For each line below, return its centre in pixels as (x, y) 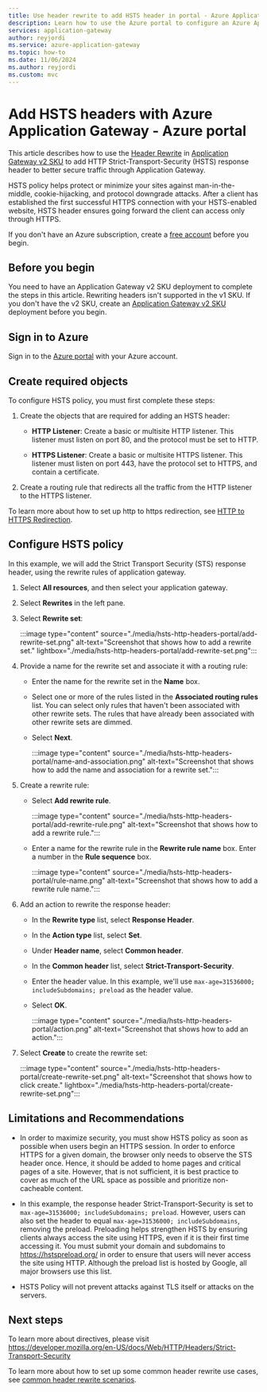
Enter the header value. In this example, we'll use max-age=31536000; (143, 981)
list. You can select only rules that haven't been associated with (135, 705)
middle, (21, 193)
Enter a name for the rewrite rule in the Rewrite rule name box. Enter (144, 848)
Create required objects (68, 381)
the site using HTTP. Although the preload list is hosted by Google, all (133, 1262)
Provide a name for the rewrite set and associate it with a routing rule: (133, 666)
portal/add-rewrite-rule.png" (78, 824)
